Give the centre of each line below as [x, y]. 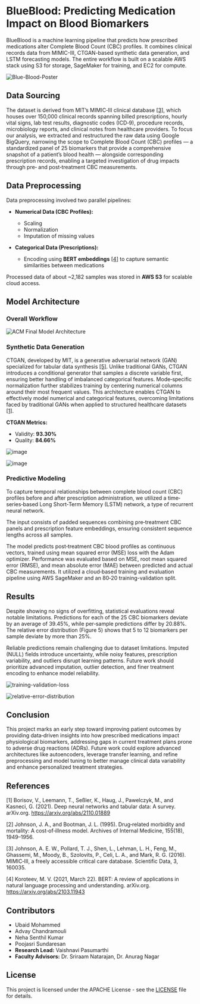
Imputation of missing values [59, 236]
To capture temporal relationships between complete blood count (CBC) [95, 491]
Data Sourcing [33, 96]
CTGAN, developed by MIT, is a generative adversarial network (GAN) [92, 360]
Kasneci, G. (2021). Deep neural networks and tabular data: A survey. [91, 807]
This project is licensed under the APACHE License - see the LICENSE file [96, 989]
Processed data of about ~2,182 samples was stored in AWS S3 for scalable [99, 277]
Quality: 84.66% [35, 440]
